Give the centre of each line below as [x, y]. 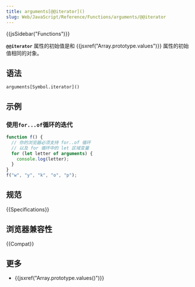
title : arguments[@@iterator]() [45, 11]
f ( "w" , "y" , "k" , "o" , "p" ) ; [42, 175]
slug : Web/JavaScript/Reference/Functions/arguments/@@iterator [86, 17]
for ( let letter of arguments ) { [52, 153]
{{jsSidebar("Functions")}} [38, 33]
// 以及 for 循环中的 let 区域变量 [50, 148]
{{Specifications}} [28, 209]
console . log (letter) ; [43, 159]
